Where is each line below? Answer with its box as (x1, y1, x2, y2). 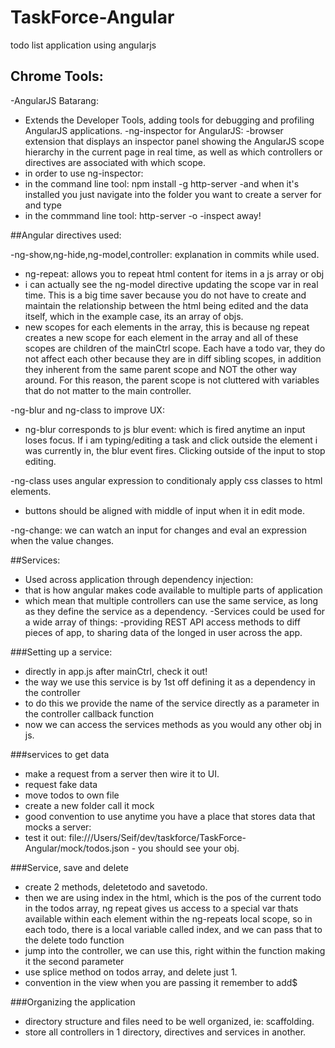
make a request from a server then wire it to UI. (24, 767, 220, 780)
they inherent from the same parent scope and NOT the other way (24, 363, 297, 375)
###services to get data (10, 748, 110, 760)
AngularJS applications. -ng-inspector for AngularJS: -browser (24, 124, 284, 136)
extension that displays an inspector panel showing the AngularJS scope (24, 135, 325, 147)
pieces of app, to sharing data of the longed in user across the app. (24, 626, 303, 638)
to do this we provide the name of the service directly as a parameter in (24, 697, 320, 709)
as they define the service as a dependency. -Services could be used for (24, 605, 326, 617)
